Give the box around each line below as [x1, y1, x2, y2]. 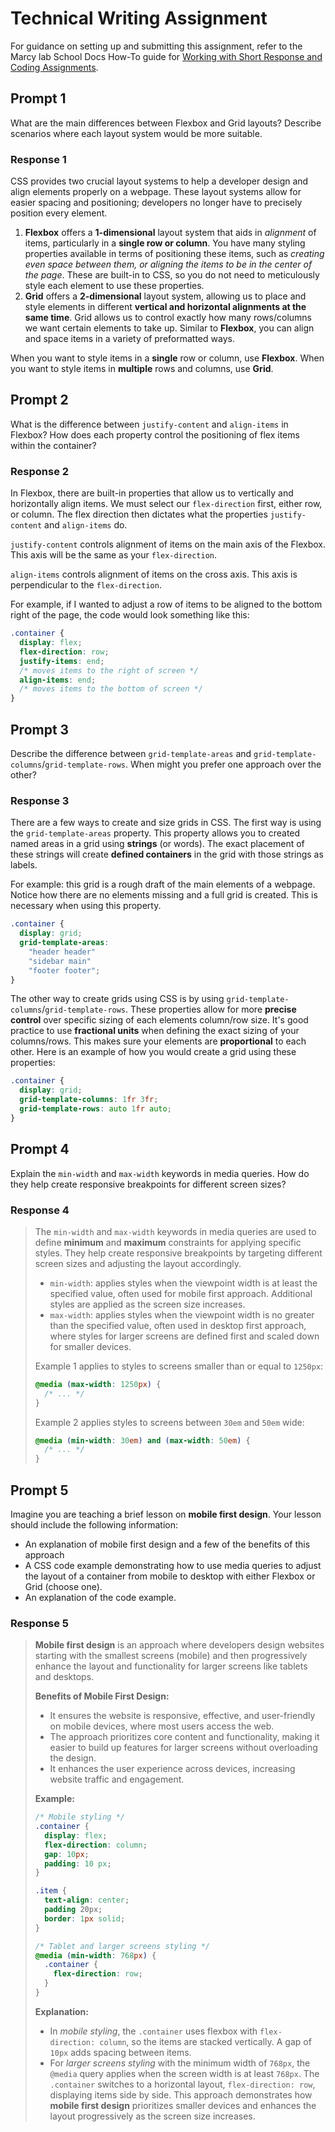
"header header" [28, 947, 97, 957]
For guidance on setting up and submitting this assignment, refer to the [10, 40, 303, 52]
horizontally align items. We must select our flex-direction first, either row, [10, 498, 323, 510]
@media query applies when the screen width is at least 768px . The [49, 2067, 320, 2079]
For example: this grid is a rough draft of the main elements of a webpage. [10, 878, 316, 891]
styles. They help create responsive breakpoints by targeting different [34, 1247, 323, 1259]
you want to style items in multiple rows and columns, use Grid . [10, 363, 274, 375]
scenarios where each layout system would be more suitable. [10, 127, 263, 139]
